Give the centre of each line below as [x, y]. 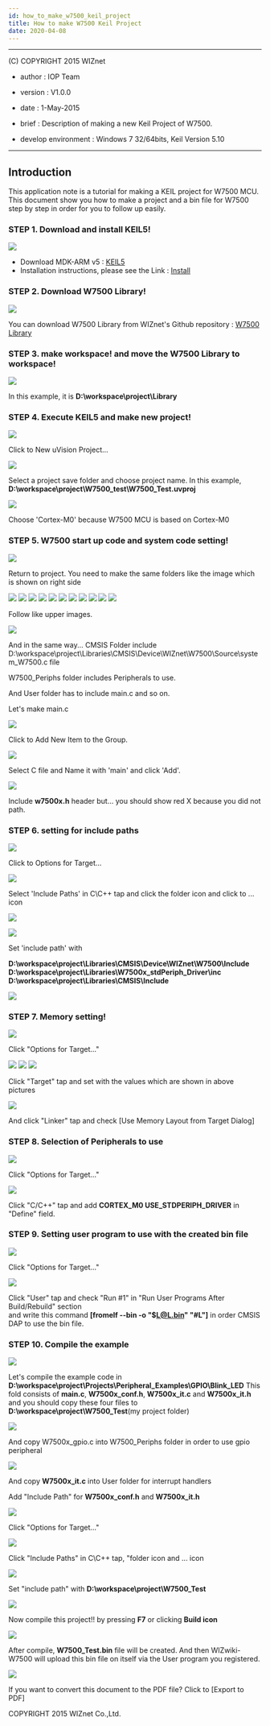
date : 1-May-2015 [50, 108]
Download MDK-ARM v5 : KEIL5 [72, 262]
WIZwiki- [226, 1650]
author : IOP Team [50, 77]
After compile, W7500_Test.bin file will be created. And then [109, 1650]
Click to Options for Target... [55, 863]
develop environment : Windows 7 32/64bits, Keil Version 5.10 [122, 139]
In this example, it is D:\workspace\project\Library [93, 396]
